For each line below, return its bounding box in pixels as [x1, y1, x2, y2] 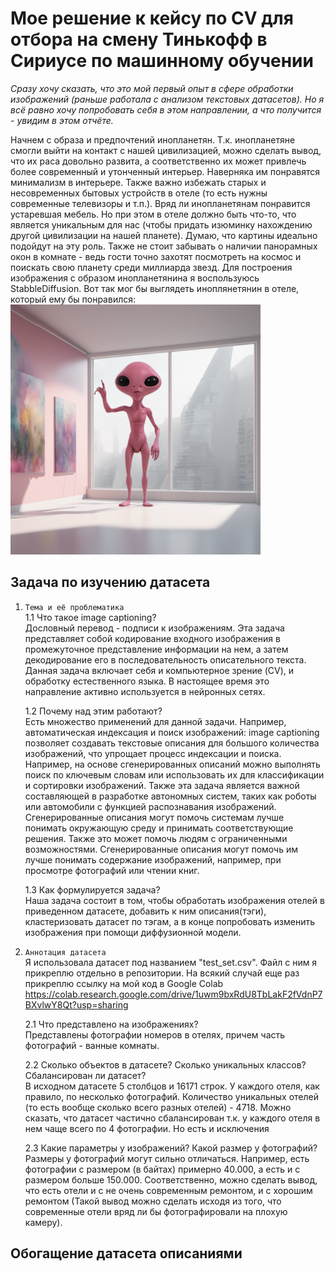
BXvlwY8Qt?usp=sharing [24, 998, 129, 1011]
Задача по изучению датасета [10, 574, 211, 591]
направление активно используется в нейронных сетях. [24, 685, 266, 697]
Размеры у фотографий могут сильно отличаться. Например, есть [24, 1152, 310, 1164]
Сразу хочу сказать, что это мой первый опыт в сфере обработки [10, 82, 294, 94]
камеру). [24, 1216, 63, 1228]
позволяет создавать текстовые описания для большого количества [24, 737, 320, 749]
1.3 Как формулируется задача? [24, 883, 161, 896]
